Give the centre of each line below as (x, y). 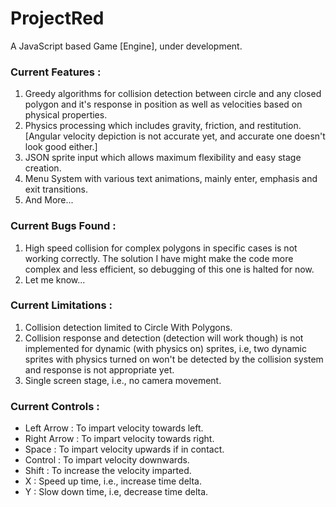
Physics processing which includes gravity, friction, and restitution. (163, 126)
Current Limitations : (61, 305)
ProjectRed (57, 18)
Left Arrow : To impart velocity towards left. (114, 428)
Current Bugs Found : (63, 226)
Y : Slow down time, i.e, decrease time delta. (116, 492)
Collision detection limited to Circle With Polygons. (128, 327)
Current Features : (56, 72)
